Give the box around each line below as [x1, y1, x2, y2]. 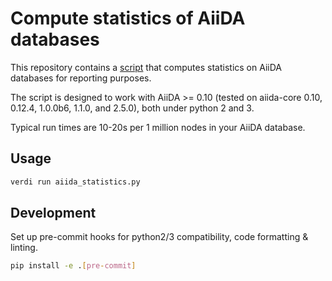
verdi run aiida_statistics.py [10, 177, 141, 187]
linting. [10, 242, 38, 254]
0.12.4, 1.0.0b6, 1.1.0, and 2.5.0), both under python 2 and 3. [10, 102, 255, 114]
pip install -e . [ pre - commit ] [10, 261, 137, 271]
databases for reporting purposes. [10, 72, 152, 84]
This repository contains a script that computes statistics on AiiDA [10, 61, 282, 73]
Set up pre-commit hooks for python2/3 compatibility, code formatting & [10, 231, 309, 243]
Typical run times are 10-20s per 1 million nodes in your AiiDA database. [10, 121, 306, 133]
